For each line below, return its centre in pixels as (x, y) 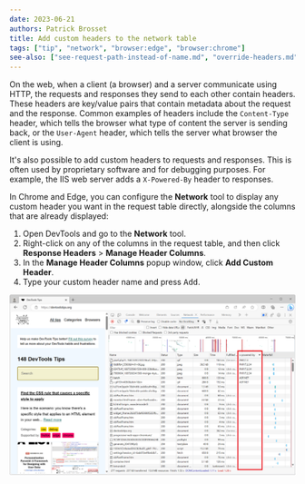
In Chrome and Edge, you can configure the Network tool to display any (144, 197)
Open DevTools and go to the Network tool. (104, 234)
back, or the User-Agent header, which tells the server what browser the (143, 133)
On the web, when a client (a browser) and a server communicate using (143, 84)
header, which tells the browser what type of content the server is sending (148, 123)
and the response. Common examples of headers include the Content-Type (149, 114)
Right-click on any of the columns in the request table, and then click (151, 243)
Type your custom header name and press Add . (112, 282)
